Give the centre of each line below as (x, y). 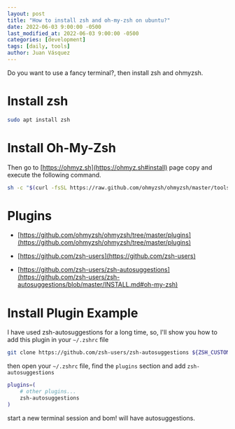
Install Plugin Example (73, 313)
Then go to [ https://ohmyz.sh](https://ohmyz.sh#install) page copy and (110, 167)
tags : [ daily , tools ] (39, 46)
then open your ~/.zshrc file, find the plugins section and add (97, 366)
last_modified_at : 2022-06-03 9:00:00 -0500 (73, 33)
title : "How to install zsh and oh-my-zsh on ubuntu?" (89, 20)
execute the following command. (54, 175)
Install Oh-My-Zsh (62, 148)
